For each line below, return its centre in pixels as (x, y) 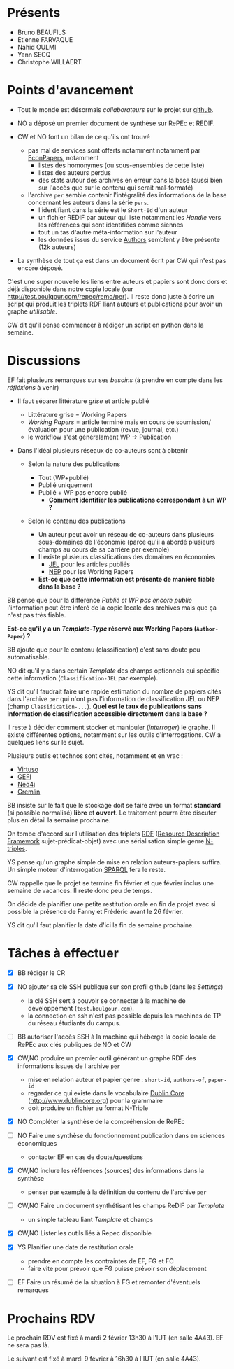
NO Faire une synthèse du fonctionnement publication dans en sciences (121, 1136)
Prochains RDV (51, 1318)
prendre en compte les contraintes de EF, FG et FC (101, 1261)
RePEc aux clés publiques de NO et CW (74, 1044)
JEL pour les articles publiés (89, 564)
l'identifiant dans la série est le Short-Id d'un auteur (113, 210)
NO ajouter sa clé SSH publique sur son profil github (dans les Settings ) (120, 987)
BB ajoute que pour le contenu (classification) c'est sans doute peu (104, 650)
